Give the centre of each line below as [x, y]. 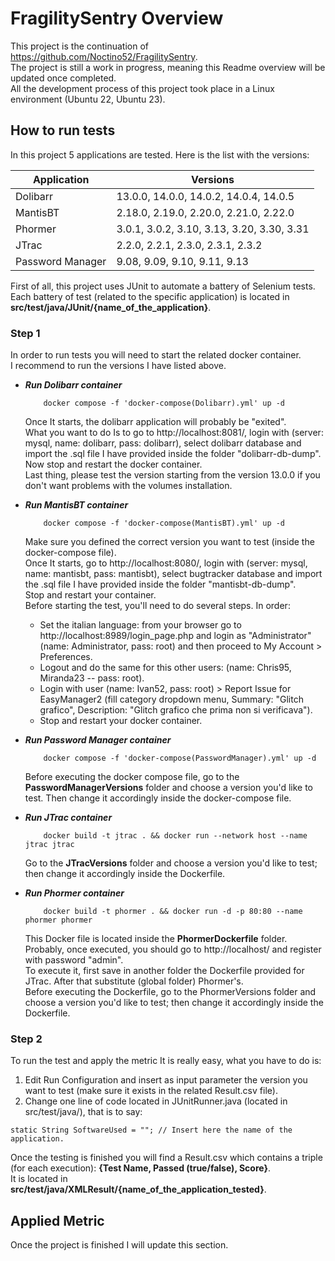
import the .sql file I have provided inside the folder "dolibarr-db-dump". [173, 454]
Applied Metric [57, 1220]
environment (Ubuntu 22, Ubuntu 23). [88, 99]
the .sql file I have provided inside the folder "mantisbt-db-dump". [160, 584]
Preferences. [66, 657]
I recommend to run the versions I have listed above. [118, 366]
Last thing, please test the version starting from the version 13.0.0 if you [172, 475]
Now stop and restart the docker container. [113, 464]
